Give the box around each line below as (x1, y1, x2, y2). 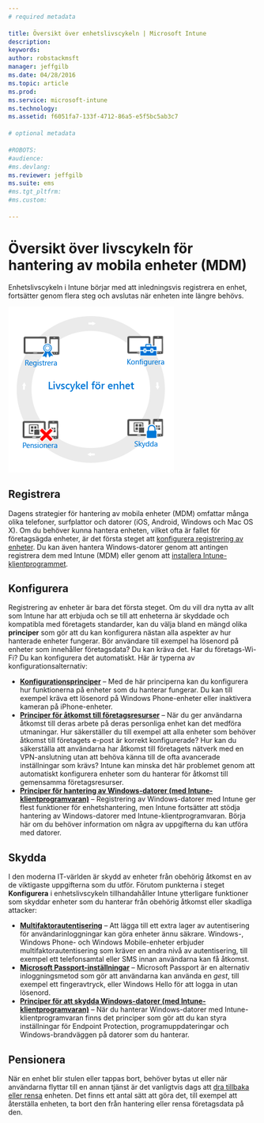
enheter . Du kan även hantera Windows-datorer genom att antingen (8, 542, 228, 552)
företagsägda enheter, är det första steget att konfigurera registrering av (8, 533, 243, 543)
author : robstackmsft (8, 55, 80, 62)
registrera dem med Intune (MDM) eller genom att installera (8, 550, 202, 560)
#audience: (8, 154, 44, 162)
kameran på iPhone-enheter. (19, 702, 113, 711)
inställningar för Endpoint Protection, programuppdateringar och (19, 1022, 229, 1031)
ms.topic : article (8, 79, 69, 87)
